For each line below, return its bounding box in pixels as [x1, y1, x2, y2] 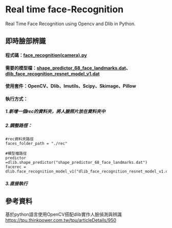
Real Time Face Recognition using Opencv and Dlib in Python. [5, 21, 136, 27]
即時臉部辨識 [5, 37, 46, 46]
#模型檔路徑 [5, 151, 27, 156]
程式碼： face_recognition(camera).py [5, 52, 87, 58]
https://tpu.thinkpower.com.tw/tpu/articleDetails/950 [5, 217, 117, 223]
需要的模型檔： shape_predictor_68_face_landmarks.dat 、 [5, 65, 131, 71]
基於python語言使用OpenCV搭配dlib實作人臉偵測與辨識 [5, 212, 122, 218]
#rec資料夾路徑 [5, 137, 34, 142]
